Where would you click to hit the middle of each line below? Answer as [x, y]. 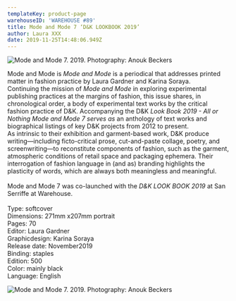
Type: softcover [30, 209]
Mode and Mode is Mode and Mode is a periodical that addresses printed [114, 74]
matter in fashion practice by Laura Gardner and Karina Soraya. [99, 81]
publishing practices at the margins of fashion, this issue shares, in [104, 97]
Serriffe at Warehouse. [40, 194]
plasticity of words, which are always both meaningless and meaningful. [112, 171]
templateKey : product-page [47, 14]
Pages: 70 [22, 223]
